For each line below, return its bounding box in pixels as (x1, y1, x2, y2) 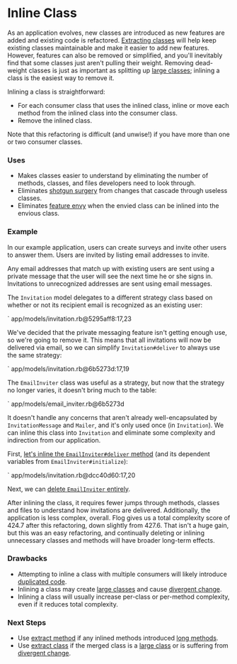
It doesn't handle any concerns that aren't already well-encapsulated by (7, 413, 218, 421)
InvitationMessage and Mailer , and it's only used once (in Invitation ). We (7, 421, 224, 429)
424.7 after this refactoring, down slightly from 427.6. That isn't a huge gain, (7, 521, 229, 529)
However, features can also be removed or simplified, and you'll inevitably (7, 51, 223, 60)
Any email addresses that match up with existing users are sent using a (7, 264, 214, 272)
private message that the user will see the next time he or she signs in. (7, 272, 214, 280)
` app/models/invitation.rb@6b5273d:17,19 (7, 364, 129, 373)
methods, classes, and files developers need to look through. (17, 179, 196, 187)
